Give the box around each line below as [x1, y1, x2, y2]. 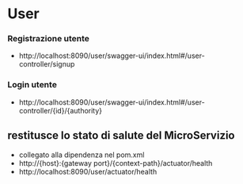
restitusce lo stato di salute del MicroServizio [7, 128, 235, 143]
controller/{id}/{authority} [18, 105, 103, 115]
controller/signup [18, 59, 75, 69]
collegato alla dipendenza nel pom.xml [18, 150, 145, 159]
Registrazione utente [7, 33, 90, 44]
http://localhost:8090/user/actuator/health [18, 167, 158, 176]
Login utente [7, 79, 57, 90]
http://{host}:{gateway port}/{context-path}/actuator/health [18, 158, 213, 167]
